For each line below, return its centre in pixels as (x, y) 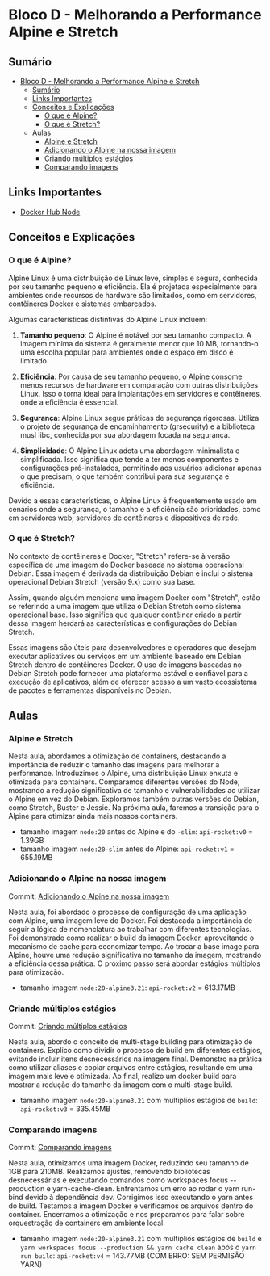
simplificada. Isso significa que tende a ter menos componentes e (129, 459)
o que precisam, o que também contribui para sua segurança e (125, 476)
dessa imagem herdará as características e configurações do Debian (123, 623)
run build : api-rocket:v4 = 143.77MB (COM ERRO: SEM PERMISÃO (132, 1256)
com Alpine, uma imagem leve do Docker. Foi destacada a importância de (131, 920)
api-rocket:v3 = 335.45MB (65, 1109)
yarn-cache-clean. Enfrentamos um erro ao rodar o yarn (146, 1189)
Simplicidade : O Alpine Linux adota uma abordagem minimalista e (130, 451)
